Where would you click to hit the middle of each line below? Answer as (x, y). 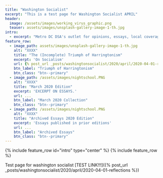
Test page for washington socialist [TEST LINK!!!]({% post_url (66, 165)
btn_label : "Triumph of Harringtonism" (54, 69)
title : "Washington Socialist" (37, 10)
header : (13, 19)
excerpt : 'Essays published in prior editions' (63, 123)
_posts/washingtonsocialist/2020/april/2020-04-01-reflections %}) (72, 170)
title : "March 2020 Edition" (43, 87)
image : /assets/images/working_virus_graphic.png (60, 23)
